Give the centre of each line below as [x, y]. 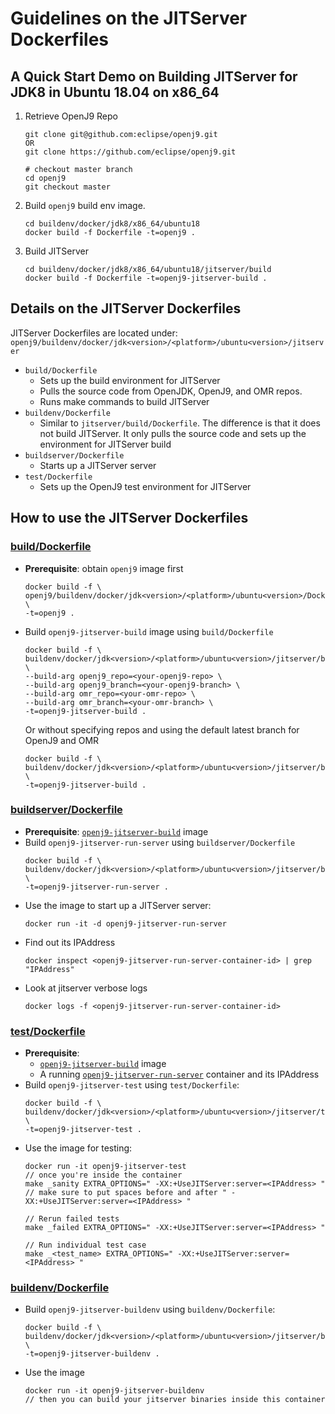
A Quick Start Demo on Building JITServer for [154, 76]
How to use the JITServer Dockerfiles [129, 518]
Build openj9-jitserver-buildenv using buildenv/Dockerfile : [150, 1309]
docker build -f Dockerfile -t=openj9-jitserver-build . [146, 278]
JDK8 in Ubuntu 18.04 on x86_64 [115, 92]
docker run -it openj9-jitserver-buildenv [114, 1391]
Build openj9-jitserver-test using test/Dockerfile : [132, 1085]
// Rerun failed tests [72, 1219]
